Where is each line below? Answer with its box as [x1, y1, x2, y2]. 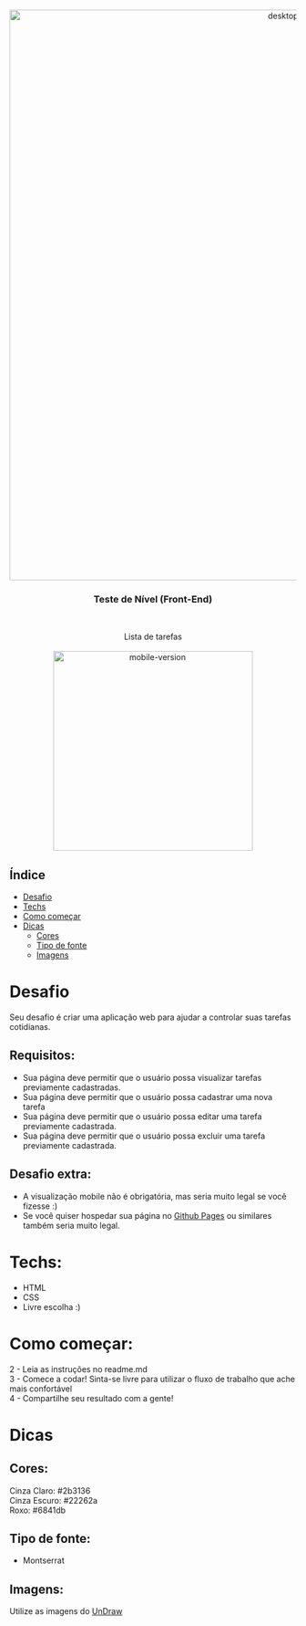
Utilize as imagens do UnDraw [9, 1606, 123, 1617]
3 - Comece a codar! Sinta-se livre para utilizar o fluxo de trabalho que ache [9, 1373, 296, 1384]
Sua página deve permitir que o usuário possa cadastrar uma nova [22, 1091, 273, 1102]
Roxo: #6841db [9, 1505, 66, 1516]
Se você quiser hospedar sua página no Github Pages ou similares [22, 1210, 272, 1221]
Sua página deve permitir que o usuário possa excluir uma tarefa [22, 1130, 266, 1141]
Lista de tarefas [124, 631, 182, 643]
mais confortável [9, 1383, 73, 1394]
